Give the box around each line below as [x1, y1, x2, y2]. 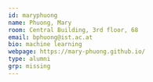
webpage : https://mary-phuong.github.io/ [8, 48, 146, 55]
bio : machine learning [8, 41, 82, 48]
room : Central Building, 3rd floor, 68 [8, 26, 139, 34]
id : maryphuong [8, 11, 58, 20]
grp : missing [8, 62, 51, 70]
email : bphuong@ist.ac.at [8, 33, 93, 41]
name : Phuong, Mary [8, 19, 72, 27]
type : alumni [8, 55, 51, 63]
